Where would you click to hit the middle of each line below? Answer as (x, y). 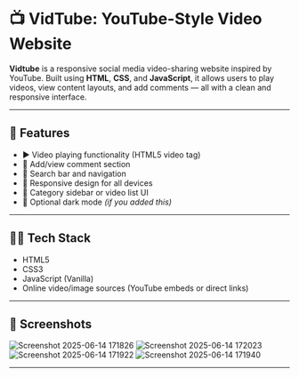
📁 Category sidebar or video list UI (85, 192)
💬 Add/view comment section (76, 164)
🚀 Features (40, 133)
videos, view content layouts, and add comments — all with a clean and (140, 87)
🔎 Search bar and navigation (74, 173)
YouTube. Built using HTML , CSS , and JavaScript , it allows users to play (141, 77)
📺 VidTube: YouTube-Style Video (136, 19)
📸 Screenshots (51, 324)
